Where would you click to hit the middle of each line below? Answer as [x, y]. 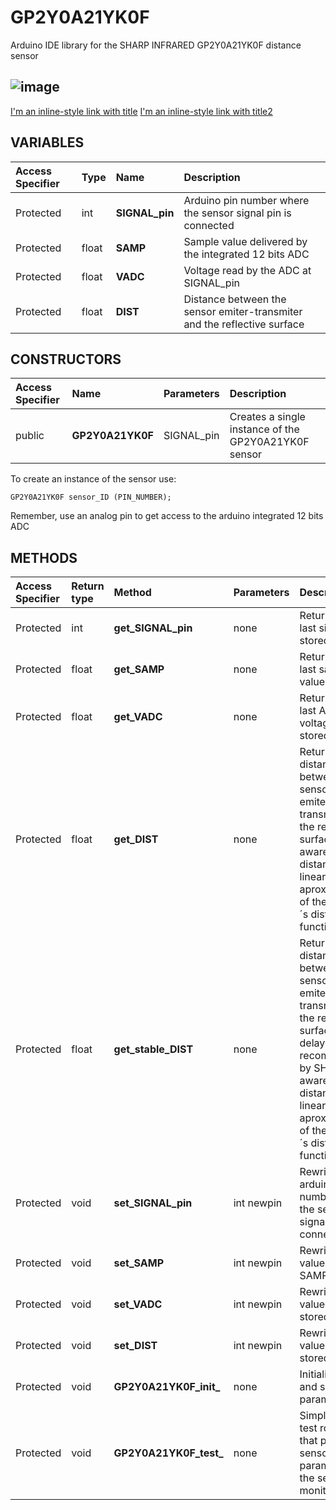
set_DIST [135, 1346]
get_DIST [136, 839]
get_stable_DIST [153, 1049]
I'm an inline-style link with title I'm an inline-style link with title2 [141, 111]
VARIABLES [47, 142]
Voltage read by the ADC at [247, 270]
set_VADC [138, 1304]
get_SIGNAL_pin [153, 628]
